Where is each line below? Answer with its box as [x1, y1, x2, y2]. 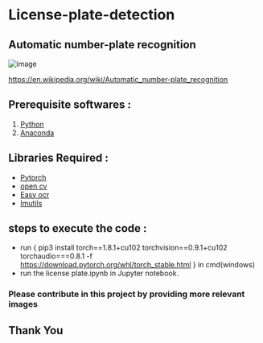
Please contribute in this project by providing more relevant [8, 288, 245, 300]
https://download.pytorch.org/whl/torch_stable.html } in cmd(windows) [19, 260, 256, 270]
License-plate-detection [8, 6, 175, 24]
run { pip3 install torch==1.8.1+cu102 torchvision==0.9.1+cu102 [19, 243, 228, 253]
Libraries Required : [8, 151, 109, 165]
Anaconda [19, 127, 55, 138]
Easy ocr [19, 189, 50, 199]
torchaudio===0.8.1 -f [19, 251, 92, 261]
